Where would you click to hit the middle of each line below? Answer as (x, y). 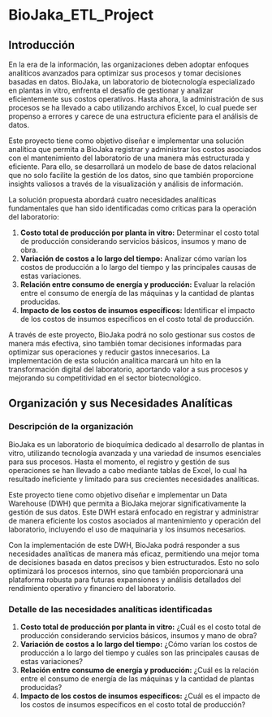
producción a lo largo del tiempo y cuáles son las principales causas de (140, 653)
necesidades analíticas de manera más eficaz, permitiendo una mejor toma (134, 554)
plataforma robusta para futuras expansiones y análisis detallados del (125, 580)
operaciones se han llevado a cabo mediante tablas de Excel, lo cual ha (128, 470)
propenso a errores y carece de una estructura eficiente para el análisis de (133, 116)
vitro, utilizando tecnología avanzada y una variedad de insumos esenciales (135, 453)
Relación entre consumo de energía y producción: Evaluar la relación (138, 285)
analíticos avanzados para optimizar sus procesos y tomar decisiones (125, 73)
